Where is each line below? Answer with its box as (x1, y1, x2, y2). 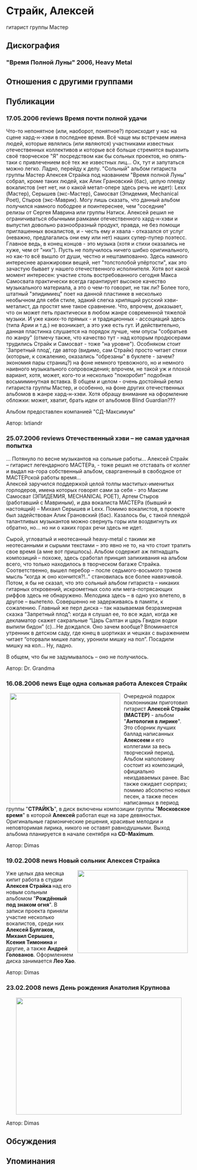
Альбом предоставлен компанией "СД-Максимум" (6, 408, 136, 415)
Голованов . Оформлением (6, 951, 74, 959)
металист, (6, 303, 31, 310)
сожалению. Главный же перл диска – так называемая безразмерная (6, 604, 182, 611)
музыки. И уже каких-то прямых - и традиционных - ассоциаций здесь (6, 315, 186, 322)
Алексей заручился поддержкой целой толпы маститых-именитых (6, 480, 175, 487)
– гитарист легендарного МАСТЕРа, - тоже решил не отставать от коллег (6, 461, 191, 468)
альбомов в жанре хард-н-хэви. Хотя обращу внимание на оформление (6, 391, 188, 398)
